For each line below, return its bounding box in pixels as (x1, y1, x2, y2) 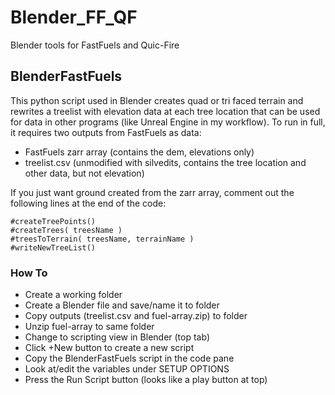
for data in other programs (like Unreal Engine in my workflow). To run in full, (10, 116, 326, 128)
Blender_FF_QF (10, 6, 138, 29)
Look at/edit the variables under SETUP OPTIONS (24, 363, 230, 375)
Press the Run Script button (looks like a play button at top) (24, 374, 268, 386)
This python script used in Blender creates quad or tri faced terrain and (10, 94, 304, 106)
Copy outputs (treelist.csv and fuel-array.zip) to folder (24, 310, 248, 322)
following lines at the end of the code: (10, 197, 167, 209)
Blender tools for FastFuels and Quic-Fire (10, 39, 180, 51)
